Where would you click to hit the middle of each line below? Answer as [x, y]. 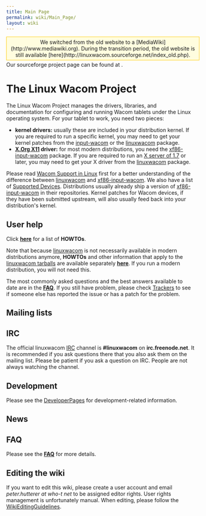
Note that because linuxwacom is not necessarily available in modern [92, 250]
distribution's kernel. [31, 205]
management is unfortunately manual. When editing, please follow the [93, 500]
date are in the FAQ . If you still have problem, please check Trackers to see [99, 287]
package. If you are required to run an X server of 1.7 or [117, 156]
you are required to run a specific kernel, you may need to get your [97, 136]
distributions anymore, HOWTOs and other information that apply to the [95, 256]
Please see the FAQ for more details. [51, 454]
